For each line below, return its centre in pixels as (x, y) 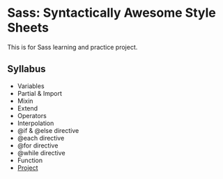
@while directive (41, 152)
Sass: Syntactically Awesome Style (111, 13)
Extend (28, 108)
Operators (32, 115)
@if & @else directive (48, 130)
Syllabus (27, 69)
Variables (31, 86)
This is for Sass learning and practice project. (72, 47)
